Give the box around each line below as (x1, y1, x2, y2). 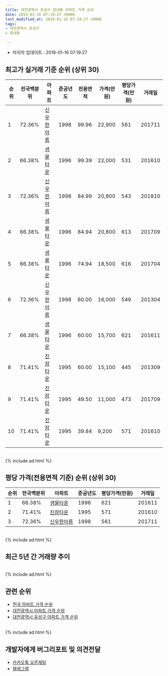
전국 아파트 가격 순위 (12, 601, 53, 607)
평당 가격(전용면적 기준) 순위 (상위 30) (5, 473, 116, 482)
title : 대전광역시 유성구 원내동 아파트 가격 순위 (5, 7, 94, 13)
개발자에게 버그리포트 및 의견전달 (5, 645, 101, 653)
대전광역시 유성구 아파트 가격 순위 (12, 614, 78, 620)
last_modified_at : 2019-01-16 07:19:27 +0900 (5, 17, 101, 22)
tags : (5, 21, 16, 27)
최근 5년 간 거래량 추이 (5, 553, 70, 561)
